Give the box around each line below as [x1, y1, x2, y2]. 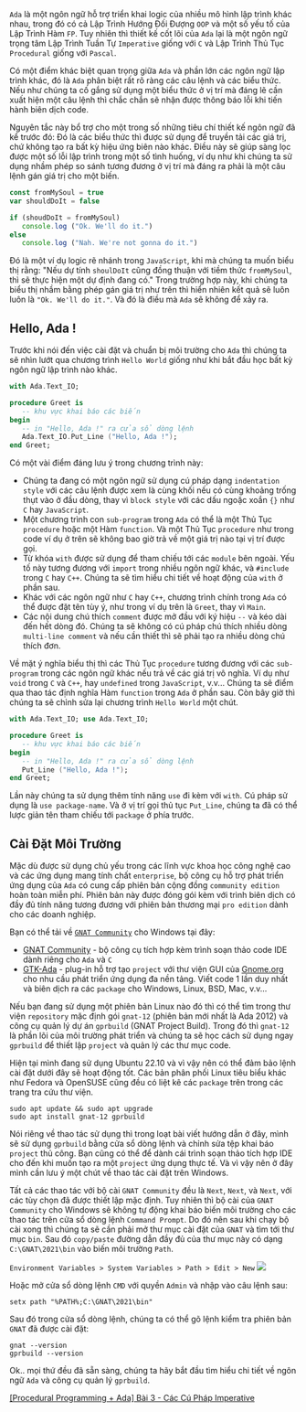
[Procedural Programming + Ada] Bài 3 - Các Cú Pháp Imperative [9, 1393, 256, 1404]
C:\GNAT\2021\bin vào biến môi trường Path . [9, 1244, 174, 1255]
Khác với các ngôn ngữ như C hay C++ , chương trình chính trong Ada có [22, 592, 288, 603]
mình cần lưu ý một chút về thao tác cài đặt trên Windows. [9, 1167, 229, 1179]
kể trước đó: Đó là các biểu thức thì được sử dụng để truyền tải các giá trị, [9, 132, 287, 142]
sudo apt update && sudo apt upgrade [9, 1105, 153, 1114]
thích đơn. [22, 640, 61, 651]
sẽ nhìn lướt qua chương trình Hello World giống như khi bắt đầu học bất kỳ [9, 355, 293, 366]
